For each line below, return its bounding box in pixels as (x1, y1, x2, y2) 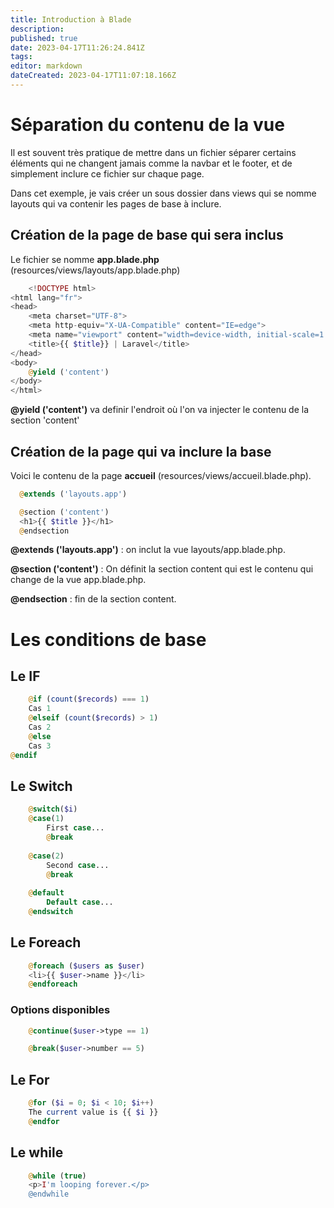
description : (10, 24, 65, 34)
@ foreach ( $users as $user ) (28, 961, 145, 971)
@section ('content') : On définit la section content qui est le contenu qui (10, 563, 314, 575)
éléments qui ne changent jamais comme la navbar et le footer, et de (10, 157, 293, 169)
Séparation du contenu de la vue (10, 114, 285, 136)
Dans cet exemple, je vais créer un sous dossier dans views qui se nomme (10, 187, 317, 199)
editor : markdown (10, 61, 83, 71)
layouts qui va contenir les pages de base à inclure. (10, 197, 222, 210)
